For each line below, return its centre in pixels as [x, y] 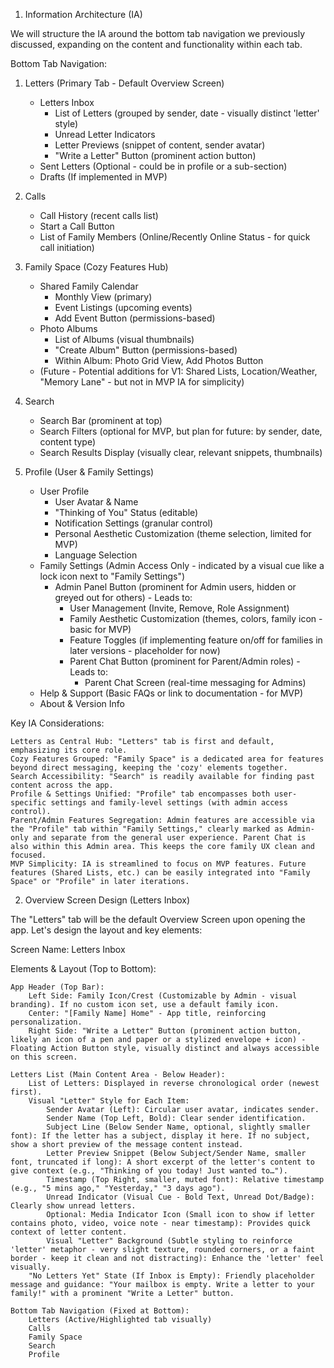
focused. [28, 855]
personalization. [46, 1022]
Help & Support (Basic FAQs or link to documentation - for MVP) [171, 693]
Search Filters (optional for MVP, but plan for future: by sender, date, [181, 431]
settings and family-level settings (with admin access [169, 803]
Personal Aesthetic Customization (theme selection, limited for [183, 533]
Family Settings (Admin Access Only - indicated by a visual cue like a [182, 565]
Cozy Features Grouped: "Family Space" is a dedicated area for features [167, 759]
